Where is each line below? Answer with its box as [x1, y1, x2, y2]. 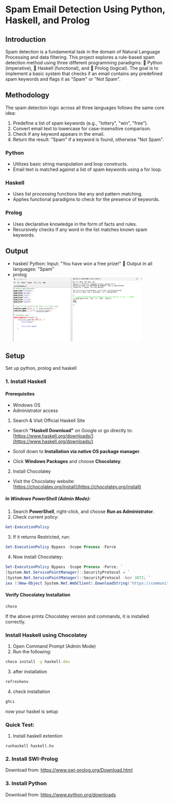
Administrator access [12, 407, 58, 414]
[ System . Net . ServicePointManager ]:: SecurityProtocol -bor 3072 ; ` [5, 575, 151, 580]
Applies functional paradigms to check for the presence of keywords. [12, 197, 160, 203]
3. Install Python [5, 780, 47, 787]
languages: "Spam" [12, 266, 55, 272]
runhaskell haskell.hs [5, 743, 54, 748]
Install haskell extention [12, 733, 63, 739]
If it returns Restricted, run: [12, 534, 71, 540]
